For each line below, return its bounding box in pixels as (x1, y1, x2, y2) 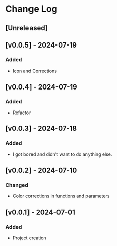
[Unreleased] (5, 24, 48, 32)
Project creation (12, 235, 47, 241)
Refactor (12, 109, 31, 116)
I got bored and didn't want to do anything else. (12, 151, 112, 158)
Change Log (5, 3, 57, 15)
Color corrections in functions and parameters (12, 193, 110, 199)
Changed (5, 181, 29, 188)
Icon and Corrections (12, 68, 57, 74)
